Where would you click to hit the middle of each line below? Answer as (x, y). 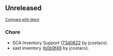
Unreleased (24, 8)
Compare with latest (22, 19)
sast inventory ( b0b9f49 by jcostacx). (51, 48)
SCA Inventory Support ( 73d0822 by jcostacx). (60, 43)
